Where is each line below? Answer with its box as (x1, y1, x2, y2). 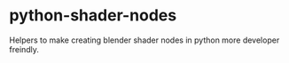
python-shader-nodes (9, 5, 177, 26)
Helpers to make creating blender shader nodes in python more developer (9, 35, 280, 45)
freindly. (9, 43, 40, 54)
